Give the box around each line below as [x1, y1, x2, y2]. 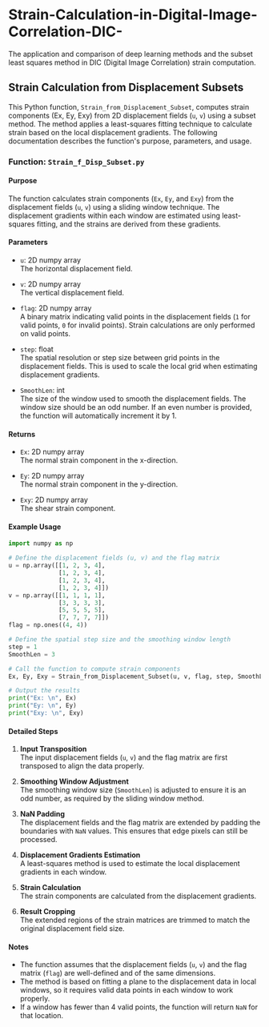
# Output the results [8, 687, 81, 695]
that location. [19, 1011, 64, 1021]
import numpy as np [8, 540, 74, 548]
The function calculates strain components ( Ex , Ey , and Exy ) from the [8, 194, 235, 203]
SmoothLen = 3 [8, 650, 56, 658]
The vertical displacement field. [19, 288, 125, 298]
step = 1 [8, 643, 38, 651]
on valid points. [19, 329, 70, 339]
